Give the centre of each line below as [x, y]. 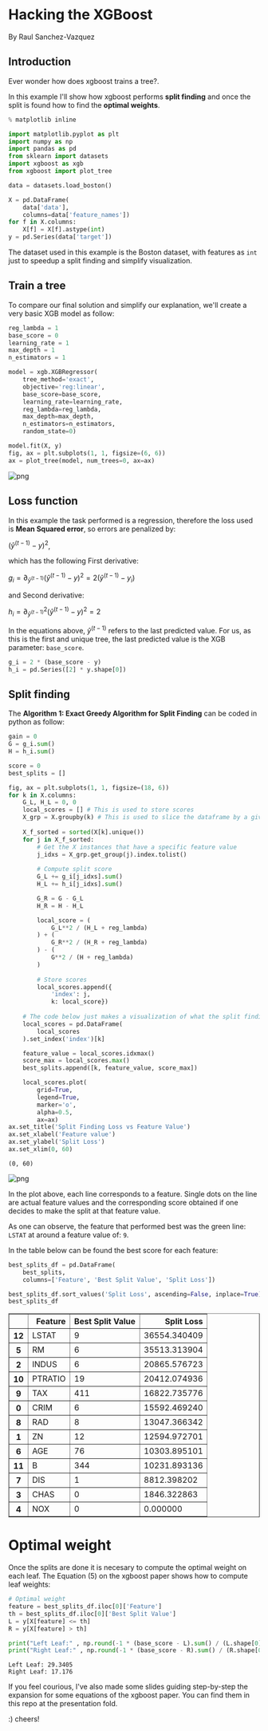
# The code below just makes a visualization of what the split [132, 1017]
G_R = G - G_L [60, 898]
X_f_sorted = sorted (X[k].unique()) [84, 832]
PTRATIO [49, 1379]
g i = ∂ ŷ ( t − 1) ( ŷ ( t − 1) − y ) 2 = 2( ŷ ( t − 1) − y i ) [72, 578]
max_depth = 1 [32, 350]
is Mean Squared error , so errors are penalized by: [92, 529]
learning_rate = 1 [39, 343]
